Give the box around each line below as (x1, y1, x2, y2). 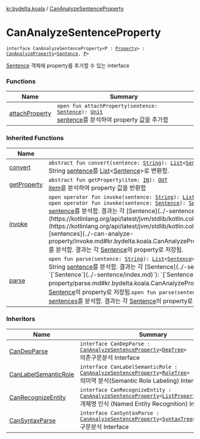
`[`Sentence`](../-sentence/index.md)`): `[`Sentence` (48, 270, 195, 279)
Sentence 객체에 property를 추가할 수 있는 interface (6, 62, 130, 69)
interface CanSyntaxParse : (80, 409, 160, 416)
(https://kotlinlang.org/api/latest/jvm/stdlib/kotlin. (48, 222, 186, 230)
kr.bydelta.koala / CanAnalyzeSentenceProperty (6, 5, 124, 12)
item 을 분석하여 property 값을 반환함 (48, 183, 146, 192)
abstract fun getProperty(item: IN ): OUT (48, 176, 168, 183)
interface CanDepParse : (80, 340, 151, 347)
